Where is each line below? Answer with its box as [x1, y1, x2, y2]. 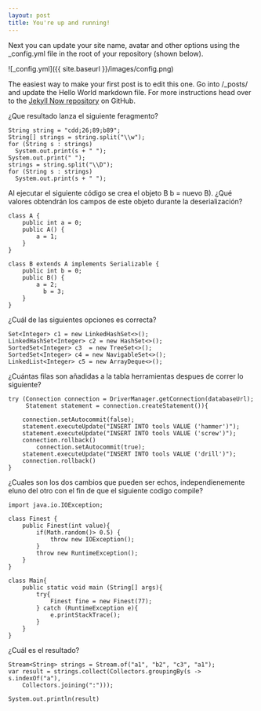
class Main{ [8, 577, 47, 585]
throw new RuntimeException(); [36, 549, 139, 557]
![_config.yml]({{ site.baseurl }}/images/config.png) [8, 64, 174, 73]
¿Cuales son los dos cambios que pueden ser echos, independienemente [8, 477, 245, 487]
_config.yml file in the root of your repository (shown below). [8, 49, 204, 58]
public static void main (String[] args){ [22, 583, 163, 592]
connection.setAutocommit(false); [22, 416, 135, 423]
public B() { [22, 273, 65, 281]
